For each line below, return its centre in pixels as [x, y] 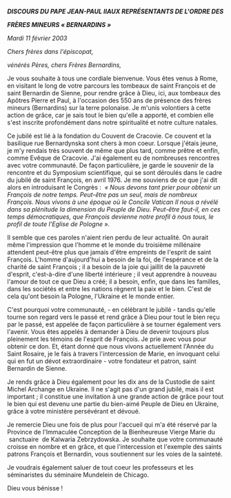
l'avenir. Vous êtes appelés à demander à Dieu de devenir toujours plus [108, 332]
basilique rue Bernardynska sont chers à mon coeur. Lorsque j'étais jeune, [113, 143]
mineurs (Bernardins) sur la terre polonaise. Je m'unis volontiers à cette [109, 108]
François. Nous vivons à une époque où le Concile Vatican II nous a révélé [113, 202]
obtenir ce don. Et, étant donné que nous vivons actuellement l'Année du [110, 346]
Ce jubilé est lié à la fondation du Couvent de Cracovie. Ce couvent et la [109, 136]
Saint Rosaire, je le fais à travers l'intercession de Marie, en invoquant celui [113, 354]
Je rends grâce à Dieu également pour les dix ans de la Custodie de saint [111, 382]
